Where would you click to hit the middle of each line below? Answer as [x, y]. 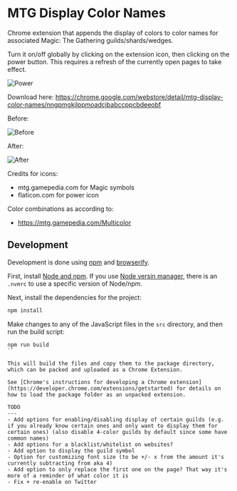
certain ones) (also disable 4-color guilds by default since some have [117, 432]
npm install [25, 310]
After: [16, 146]
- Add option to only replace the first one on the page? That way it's [117, 469]
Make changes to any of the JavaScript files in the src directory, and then [115, 324]
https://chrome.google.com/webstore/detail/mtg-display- [139, 97]
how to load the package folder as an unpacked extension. [97, 394]
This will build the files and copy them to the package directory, [111, 363]
